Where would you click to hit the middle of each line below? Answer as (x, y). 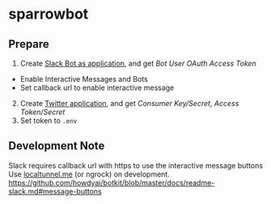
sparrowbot (49, 14)
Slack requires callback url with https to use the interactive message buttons (136, 165)
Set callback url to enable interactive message (97, 87)
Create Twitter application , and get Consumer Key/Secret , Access (129, 103)
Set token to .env (49, 121)
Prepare (29, 44)
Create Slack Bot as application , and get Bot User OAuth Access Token (138, 63)
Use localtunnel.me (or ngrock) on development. (89, 174)
